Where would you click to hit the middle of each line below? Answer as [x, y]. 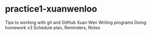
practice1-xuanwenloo [51, 9]
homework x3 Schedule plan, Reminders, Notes [53, 27]
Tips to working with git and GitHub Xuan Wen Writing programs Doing [76, 22]
